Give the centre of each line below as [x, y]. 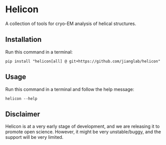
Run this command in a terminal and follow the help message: [70, 89]
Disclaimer [23, 114]
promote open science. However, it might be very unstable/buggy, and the [83, 132]
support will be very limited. [34, 137]
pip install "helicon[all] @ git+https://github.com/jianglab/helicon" [83, 61]
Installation [23, 40]
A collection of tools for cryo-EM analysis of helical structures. [71, 23]
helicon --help [21, 99]
